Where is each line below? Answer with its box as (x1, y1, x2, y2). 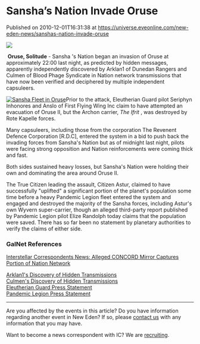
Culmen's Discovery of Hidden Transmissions (6, 277, 118, 285)
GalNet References (6, 239, 62, 248)
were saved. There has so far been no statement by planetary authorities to (6, 219, 191, 226)
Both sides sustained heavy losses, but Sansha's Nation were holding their (6, 163, 189, 170)
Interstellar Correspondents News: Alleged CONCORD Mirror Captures (6, 254, 179, 261)
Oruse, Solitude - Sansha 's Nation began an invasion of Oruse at (7, 52, 169, 60)
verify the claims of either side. (6, 225, 82, 232)
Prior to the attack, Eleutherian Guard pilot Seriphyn (65, 96, 192, 103)
